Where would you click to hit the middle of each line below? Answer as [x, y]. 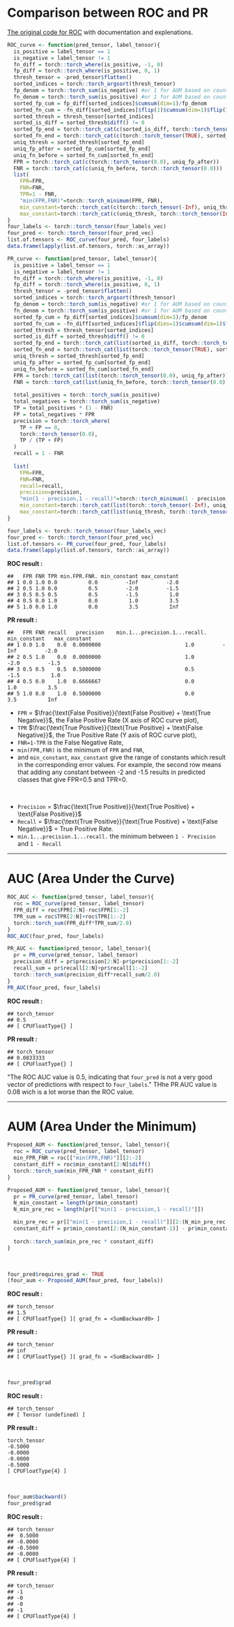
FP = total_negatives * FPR [54, 414]
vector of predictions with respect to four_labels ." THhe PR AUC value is [112, 1084]
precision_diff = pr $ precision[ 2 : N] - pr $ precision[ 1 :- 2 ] [96, 962]
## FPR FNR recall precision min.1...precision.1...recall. [107, 633]
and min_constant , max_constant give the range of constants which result [122, 757]
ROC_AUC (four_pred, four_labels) [56, 936]
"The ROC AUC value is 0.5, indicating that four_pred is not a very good [110, 1077]
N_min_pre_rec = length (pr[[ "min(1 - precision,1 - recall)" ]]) [109, 1210]
